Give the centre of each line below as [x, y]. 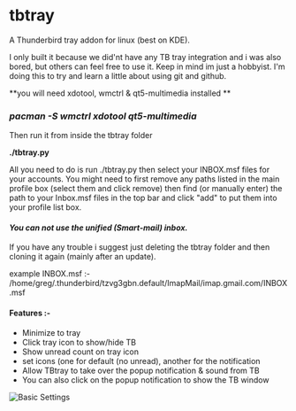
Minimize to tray [51, 332]
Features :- [30, 313]
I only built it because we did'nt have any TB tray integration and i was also [145, 57]
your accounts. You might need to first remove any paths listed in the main [144, 179]
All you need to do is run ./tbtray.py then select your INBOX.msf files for [140, 170]
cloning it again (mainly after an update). [83, 257]
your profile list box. [46, 207]
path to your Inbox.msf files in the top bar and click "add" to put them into [143, 198]
